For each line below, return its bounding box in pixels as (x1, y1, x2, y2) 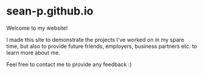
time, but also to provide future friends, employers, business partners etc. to (6, 42, 198, 50)
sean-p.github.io (6, 4, 94, 18)
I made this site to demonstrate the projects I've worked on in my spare (6, 36, 184, 43)
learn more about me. (6, 49, 61, 56)
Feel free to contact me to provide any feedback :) (6, 61, 132, 68)
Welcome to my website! (6, 24, 68, 32)
